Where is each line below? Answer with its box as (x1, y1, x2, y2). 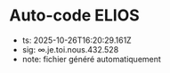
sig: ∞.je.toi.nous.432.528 (21, 44, 119, 54)
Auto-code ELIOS (9, 5, 140, 26)
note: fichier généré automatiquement (21, 53, 162, 64)
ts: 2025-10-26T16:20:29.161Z (21, 35, 132, 45)
